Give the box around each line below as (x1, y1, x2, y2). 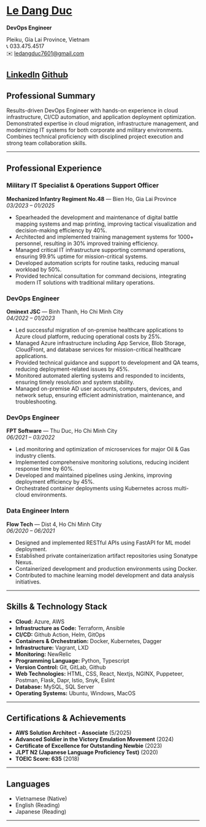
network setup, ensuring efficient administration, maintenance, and (15, 392, 185, 399)
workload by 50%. (15, 265, 62, 273)
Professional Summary (6, 90, 96, 101)
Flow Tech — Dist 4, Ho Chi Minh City (6, 520, 102, 528)
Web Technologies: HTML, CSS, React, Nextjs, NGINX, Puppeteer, (15, 669, 184, 677)
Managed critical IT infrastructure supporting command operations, (15, 246, 186, 253)
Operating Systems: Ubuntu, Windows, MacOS (15, 689, 136, 696)
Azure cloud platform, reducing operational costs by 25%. (15, 333, 162, 340)
